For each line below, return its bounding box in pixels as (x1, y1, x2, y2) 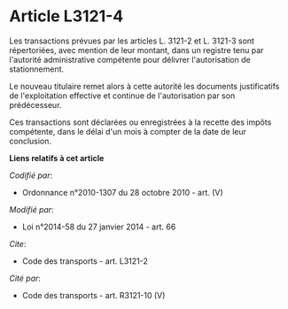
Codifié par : (9, 170, 53, 181)
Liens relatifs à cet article (9, 152, 105, 163)
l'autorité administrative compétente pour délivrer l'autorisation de (9, 54, 251, 65)
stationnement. (9, 64, 65, 74)
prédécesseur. (9, 99, 62, 110)
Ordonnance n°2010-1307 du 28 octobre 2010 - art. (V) (21, 187, 223, 197)
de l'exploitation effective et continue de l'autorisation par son (9, 90, 236, 101)
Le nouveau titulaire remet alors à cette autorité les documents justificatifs (9, 81, 280, 91)
